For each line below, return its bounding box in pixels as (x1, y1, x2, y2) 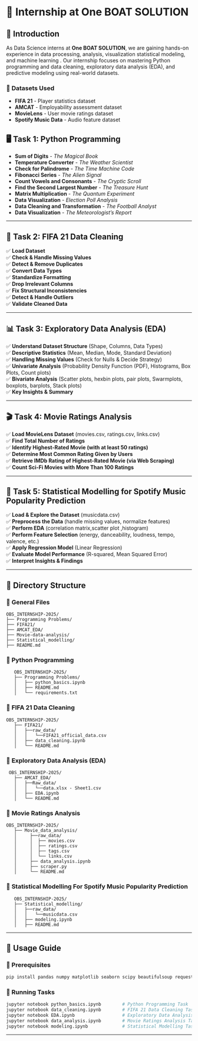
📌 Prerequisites (6, 960, 51, 969)
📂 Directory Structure (6, 580, 87, 590)
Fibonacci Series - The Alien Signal (14, 171, 102, 179)
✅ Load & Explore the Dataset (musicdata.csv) (6, 511, 120, 518)
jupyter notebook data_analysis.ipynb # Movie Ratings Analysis (6, 1018, 186, 1024)
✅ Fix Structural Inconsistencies (6, 287, 87, 294)
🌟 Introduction (6, 29, 60, 39)
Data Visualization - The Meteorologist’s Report (14, 209, 132, 216)
